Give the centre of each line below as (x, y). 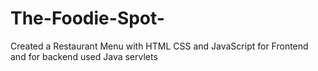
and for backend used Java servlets (84, 56)
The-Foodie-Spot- (87, 18)
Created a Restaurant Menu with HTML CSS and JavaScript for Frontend (159, 46)
